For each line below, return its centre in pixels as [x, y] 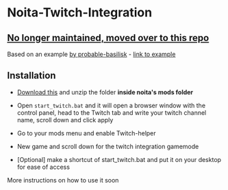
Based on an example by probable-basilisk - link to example [91, 54]
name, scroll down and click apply [65, 120]
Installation [31, 76]
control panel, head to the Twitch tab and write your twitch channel [112, 112]
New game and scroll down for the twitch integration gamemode [108, 146]
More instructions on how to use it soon [63, 180]
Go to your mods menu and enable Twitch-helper [86, 133]
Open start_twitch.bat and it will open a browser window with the [111, 105]
